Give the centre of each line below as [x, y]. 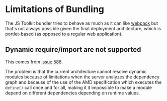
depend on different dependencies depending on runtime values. [73, 93]
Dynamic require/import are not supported [73, 49]
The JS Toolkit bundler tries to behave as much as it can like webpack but [82, 23]
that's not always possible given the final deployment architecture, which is [83, 28]
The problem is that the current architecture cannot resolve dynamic [76, 71]
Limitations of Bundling [55, 9]
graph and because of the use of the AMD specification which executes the [83, 82]
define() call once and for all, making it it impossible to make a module [79, 87]
